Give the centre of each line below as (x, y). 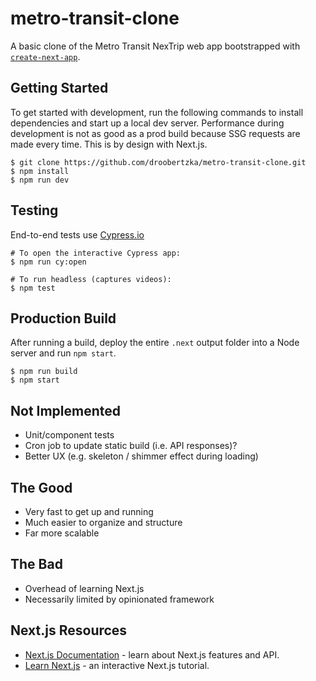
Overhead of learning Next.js (84, 588)
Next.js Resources (69, 630)
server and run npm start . (63, 353)
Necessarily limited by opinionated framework (119, 599)
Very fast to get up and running (89, 511)
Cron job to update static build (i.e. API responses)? (131, 446)
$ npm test (33, 288)
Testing (34, 210)
